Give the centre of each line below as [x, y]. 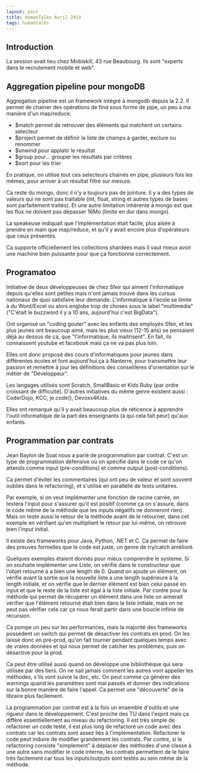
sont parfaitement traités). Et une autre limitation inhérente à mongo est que [99, 205]
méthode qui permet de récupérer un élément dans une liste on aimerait [95, 596]
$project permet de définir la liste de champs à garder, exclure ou [95, 138]
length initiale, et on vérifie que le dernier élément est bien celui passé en [96, 584]
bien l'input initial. [28, 529]
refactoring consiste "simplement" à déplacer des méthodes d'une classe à [99, 745]
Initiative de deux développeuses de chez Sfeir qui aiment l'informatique [95, 287]
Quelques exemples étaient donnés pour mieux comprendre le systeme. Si [98, 558]
